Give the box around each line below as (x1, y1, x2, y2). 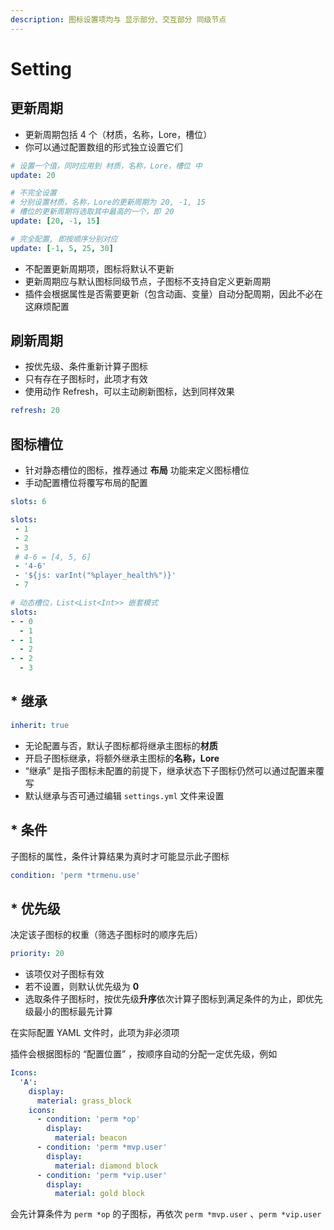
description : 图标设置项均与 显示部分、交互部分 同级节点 (10, 14, 227, 25)
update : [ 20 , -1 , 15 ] (10, 216, 101, 226)
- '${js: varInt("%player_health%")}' (14, 571, 177, 581)
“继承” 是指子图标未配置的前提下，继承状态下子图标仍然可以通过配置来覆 (24, 764, 325, 776)
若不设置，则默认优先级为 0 (24, 981, 140, 993)
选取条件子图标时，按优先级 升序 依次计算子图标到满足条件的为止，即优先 (24, 993, 323, 1005)
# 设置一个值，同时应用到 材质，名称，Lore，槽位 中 (10, 161, 203, 171)
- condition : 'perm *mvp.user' (36, 1142, 168, 1153)
